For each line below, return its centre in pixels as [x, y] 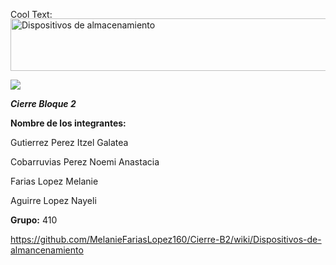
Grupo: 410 [34, 220]
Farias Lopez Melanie [54, 181]
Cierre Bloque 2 [43, 103]
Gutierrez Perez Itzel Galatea [69, 142]
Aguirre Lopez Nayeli [53, 200]
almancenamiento [47, 250]
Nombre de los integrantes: [68, 123]
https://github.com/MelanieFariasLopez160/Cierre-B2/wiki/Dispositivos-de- [166, 239]
